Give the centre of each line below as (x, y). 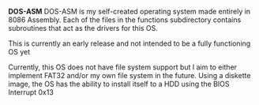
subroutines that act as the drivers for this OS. (83, 28)
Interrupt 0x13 (31, 92)
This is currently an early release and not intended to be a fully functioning (129, 43)
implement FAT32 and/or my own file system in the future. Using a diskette (129, 75)
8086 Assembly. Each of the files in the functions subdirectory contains (125, 20)
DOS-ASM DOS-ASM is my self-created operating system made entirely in (129, 11)
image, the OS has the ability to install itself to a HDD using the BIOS (119, 84)
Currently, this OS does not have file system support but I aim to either (123, 67)
